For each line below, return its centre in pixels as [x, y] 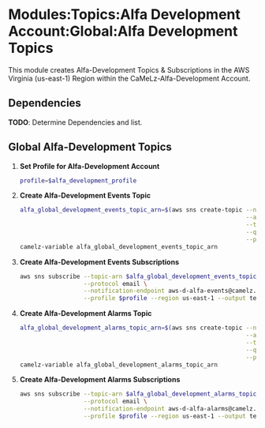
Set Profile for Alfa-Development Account [90, 166]
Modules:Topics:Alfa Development [124, 15]
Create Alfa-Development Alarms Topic [86, 313]
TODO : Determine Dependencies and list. [75, 122]
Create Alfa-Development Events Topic [85, 196]
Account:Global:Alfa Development [123, 31]
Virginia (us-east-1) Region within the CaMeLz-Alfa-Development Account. [129, 78]
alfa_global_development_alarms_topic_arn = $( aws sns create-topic [131, 328]
